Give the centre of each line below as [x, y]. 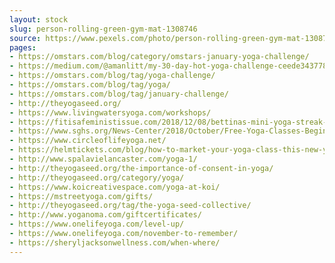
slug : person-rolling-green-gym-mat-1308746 [103, 29]
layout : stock [39, 19]
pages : [23, 47]
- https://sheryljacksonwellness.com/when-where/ [115, 242]
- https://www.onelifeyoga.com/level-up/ [97, 224]
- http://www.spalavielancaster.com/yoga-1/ [103, 159]
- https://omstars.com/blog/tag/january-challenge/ [119, 94]
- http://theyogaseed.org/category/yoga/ [97, 177]
